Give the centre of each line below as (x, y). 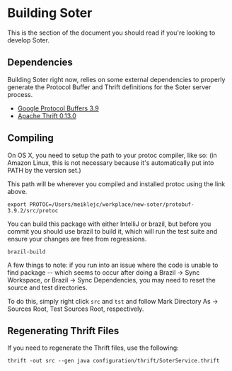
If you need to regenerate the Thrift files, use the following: (93, 348)
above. (17, 191)
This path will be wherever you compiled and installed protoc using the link (116, 184)
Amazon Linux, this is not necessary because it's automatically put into (111, 162)
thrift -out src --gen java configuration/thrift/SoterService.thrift (114, 361)
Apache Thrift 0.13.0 (47, 115)
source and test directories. (47, 287)
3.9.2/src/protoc (33, 210)
